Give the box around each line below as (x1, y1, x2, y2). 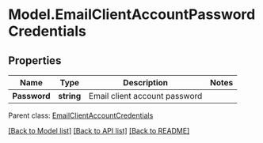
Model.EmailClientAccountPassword (8, 6, 256, 24)
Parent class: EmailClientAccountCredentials (8, 111, 154, 120)
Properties (8, 54, 62, 67)
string (58, 91, 82, 101)
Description (122, 77, 169, 88)
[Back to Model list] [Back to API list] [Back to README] (8, 126, 190, 135)
